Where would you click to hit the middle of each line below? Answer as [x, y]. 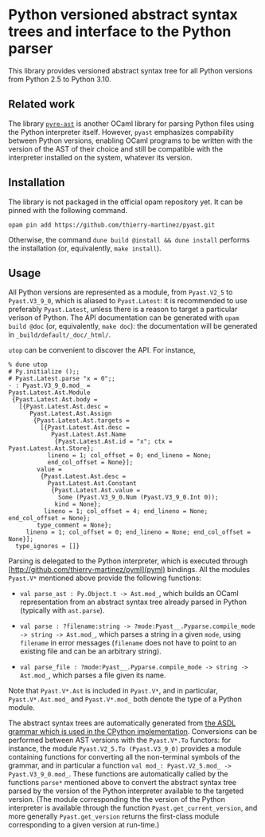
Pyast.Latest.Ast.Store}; [51, 448]
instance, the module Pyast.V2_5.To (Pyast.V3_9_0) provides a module [125, 748]
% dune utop [28, 365]
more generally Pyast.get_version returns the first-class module [114, 816]
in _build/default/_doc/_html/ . [60, 335]
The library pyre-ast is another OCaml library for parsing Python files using [131, 123]
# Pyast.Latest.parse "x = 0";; [62, 379]
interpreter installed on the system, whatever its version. [100, 157]
